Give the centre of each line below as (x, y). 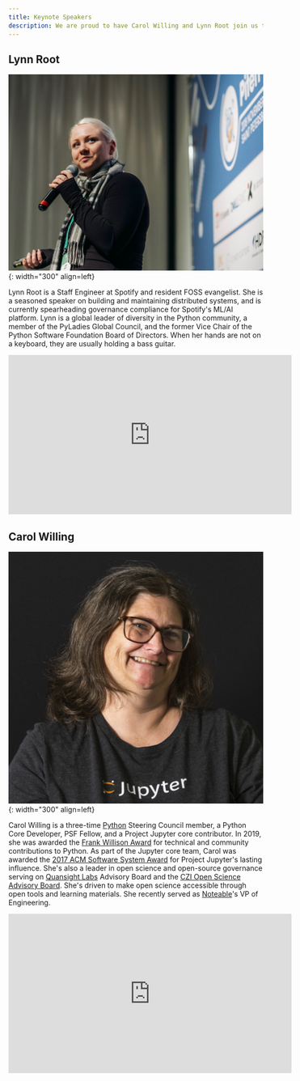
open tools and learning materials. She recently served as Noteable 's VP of (133, 894)
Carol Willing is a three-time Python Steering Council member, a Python (127, 825)
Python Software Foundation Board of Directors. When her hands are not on (135, 335)
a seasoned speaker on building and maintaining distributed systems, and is (135, 300)
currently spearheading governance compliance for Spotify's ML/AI (121, 309)
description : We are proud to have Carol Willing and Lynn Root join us (133, 25)
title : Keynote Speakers (50, 17)
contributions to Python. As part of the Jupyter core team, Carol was (123, 851)
